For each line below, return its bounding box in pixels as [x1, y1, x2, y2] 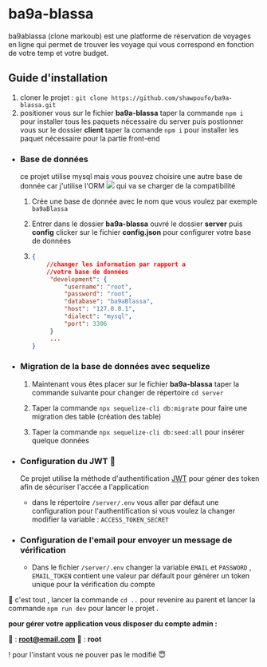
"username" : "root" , [64, 283, 133, 291]
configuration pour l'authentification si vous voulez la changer [31, 506, 236, 516]
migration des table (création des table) [31, 411, 162, 421]
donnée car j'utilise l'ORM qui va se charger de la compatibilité [19, 181, 236, 191]
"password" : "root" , [64, 290, 133, 298]
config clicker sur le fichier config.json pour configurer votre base [31, 228, 252, 237]
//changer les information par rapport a [46, 260, 186, 268]
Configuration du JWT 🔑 [19, 455, 116, 467]
